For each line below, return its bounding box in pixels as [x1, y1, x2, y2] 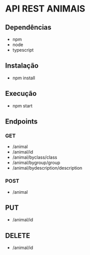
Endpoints [5, 117, 38, 126]
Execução [5, 89, 37, 98]
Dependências [5, 23, 51, 32]
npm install [12, 75, 35, 81]
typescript [12, 47, 34, 53]
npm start [12, 102, 32, 108]
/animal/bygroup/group [12, 160, 60, 166]
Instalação [5, 61, 39, 70]
